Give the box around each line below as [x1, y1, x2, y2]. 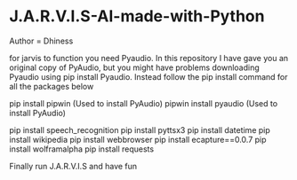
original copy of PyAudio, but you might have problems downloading [9, 62, 260, 73]
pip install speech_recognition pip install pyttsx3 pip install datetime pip [9, 124, 271, 135]
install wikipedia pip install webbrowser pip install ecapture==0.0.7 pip [9, 134, 267, 145]
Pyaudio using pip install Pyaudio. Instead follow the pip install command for [9, 71, 288, 82]
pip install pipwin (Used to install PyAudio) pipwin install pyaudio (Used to [9, 98, 278, 108]
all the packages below [9, 81, 94, 91]
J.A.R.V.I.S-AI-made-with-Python [9, 6, 265, 27]
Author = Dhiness [9, 35, 74, 46]
